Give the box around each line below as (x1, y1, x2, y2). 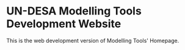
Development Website (6, 17, 122, 31)
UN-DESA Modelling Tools (6, 4, 142, 18)
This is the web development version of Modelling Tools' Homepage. (6, 37, 180, 44)
